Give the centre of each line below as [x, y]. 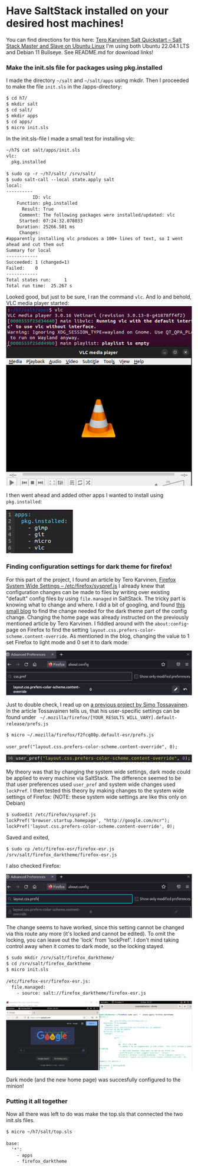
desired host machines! [65, 23]
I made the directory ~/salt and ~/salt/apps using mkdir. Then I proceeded [98, 80]
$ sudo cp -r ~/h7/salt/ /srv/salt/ [51, 174]
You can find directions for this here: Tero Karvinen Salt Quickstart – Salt [94, 40]
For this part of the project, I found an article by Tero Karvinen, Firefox [91, 579]
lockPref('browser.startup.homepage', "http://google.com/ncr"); [88, 821]
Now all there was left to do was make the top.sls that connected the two [95, 1114]
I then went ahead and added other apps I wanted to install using [85, 495]
